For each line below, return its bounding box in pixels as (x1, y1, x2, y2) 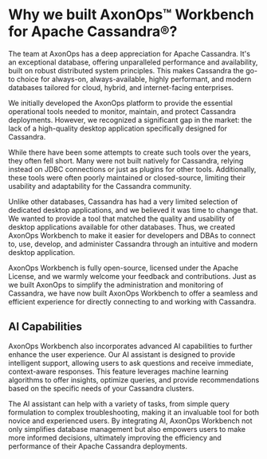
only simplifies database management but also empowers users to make (8, 424, 245, 433)
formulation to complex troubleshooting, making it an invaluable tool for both (8, 407, 259, 417)
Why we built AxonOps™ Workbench (8, 6, 255, 24)
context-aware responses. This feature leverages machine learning (8, 367, 229, 376)
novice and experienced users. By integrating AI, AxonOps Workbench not (8, 416, 253, 426)
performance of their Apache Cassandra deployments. (8, 441, 188, 451)
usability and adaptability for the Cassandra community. (8, 181, 192, 190)
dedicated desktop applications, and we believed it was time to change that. (8, 205, 258, 214)
